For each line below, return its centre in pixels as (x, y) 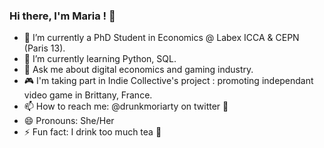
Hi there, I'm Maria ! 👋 (62, 16)
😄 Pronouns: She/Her (69, 121)
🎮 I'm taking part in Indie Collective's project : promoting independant (168, 81)
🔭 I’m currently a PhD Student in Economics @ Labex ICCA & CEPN (161, 38)
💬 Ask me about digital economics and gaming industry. (138, 70)
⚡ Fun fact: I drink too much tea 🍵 (92, 132)
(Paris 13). (44, 48)
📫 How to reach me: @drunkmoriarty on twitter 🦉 (126, 106)
